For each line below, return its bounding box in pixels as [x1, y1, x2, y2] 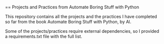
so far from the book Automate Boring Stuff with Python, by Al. [5, 19, 132, 24]
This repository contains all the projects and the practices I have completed [5, 14, 158, 19]
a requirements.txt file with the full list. [5, 34, 82, 39]
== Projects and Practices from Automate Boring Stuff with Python [5, 4, 140, 10]
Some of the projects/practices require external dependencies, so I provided [5, 28, 160, 34]
